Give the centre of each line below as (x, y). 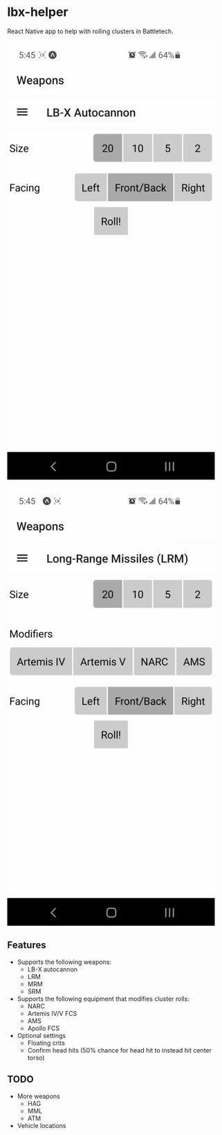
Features (27, 945)
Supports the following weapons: (64, 962)
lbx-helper (38, 12)
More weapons (38, 1096)
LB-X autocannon (53, 969)
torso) (36, 1057)
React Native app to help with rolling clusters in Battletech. (91, 31)
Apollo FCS (44, 1028)
